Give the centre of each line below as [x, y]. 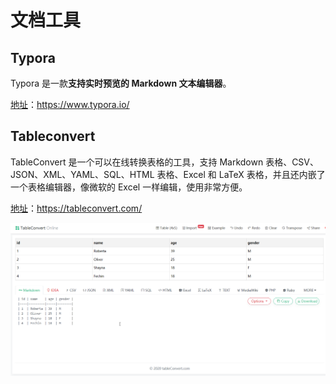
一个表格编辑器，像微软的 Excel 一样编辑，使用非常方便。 [129, 187]
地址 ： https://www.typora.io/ [70, 104]
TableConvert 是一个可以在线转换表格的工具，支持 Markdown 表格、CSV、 [164, 162]
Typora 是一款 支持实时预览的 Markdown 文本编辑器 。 [121, 83]
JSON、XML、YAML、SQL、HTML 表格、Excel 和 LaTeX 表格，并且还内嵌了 [168, 174]
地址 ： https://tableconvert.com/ [76, 208]
